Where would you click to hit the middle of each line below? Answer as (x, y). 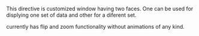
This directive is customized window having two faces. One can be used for (100, 9)
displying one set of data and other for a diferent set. (71, 15)
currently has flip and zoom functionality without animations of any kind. (95, 27)
